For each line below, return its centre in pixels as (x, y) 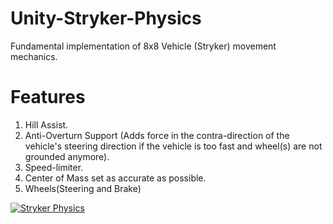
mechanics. (34, 56)
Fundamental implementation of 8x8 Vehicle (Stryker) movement (143, 46)
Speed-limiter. (54, 167)
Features (48, 97)
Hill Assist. (46, 124)
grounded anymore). (67, 156)
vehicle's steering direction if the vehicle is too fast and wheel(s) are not (173, 146)
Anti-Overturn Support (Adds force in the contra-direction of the (157, 135)
